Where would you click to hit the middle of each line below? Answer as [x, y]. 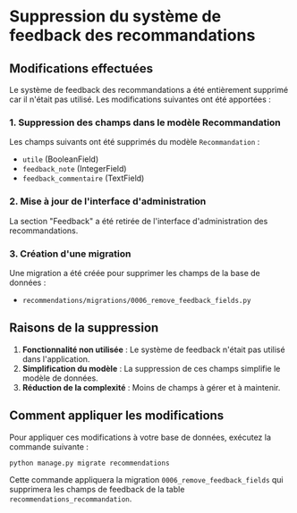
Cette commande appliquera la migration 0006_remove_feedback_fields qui [146, 480]
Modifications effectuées [81, 68]
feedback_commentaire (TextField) [83, 178]
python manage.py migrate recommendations [89, 463]
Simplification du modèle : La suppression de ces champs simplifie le [151, 368]
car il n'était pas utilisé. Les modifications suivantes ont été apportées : [140, 99]
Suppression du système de [115, 17]
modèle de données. [60, 378]
